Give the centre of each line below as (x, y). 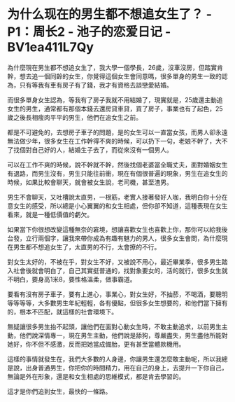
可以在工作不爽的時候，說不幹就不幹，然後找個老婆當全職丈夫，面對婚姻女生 (117, 165)
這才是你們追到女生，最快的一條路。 (59, 391)
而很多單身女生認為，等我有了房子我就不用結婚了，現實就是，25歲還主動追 (115, 99)
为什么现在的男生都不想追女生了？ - (109, 14)
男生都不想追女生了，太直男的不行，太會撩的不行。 (87, 247)
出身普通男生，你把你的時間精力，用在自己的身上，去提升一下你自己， (127, 368)
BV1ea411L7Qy (51, 47)
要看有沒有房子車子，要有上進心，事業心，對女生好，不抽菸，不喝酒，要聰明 (117, 294)
